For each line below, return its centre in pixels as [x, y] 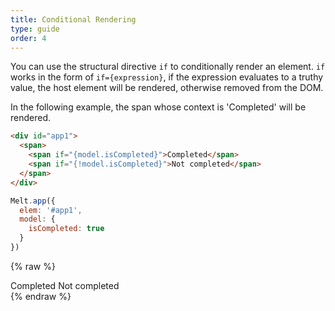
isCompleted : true [66, 229]
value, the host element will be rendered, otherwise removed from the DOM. [167, 88]
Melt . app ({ [33, 201]
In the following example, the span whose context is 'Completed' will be [158, 107]
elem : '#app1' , [51, 210]
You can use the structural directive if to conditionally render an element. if [168, 67]
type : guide [35, 29]
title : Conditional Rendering [73, 19]
